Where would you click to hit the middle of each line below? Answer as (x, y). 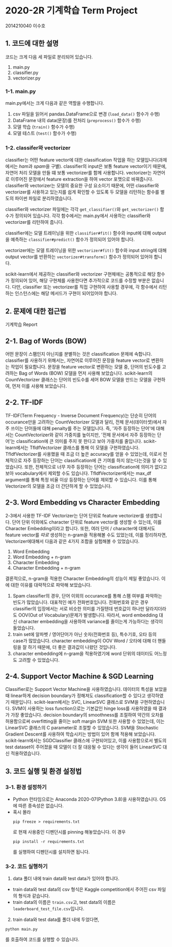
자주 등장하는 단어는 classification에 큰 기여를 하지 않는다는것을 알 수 (92, 460)
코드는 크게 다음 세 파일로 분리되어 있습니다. (49, 56)
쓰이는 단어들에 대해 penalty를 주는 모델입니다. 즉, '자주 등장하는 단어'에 (83, 428)
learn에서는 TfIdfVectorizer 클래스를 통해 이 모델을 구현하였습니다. (73, 448)
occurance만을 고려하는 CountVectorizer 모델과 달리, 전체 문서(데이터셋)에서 (83, 422)
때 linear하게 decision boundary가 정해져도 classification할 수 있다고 (75, 695)
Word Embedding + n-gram (42, 557)
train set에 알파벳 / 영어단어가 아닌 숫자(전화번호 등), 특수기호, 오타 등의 (84, 634)
